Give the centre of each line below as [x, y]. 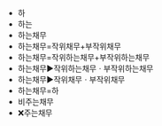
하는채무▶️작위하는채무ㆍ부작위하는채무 [85, 68]
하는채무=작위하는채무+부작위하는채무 [84, 57]
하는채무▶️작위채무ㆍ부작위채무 [71, 79]
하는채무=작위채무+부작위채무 [69, 46]
